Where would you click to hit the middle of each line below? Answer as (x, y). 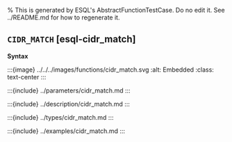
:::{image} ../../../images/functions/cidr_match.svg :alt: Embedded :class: (110, 70)
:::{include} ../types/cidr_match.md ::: (60, 117)
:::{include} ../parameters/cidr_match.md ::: (69, 90)
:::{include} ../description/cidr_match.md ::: (69, 104)
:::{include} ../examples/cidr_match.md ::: (66, 131)
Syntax (18, 56)
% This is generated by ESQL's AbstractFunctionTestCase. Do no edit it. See (116, 10)
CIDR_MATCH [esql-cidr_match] (72, 39)
